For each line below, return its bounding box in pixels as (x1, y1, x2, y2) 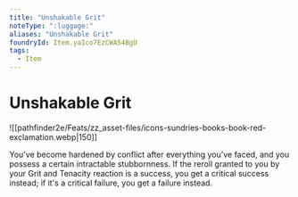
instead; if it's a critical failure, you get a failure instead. (9, 177, 212, 188)
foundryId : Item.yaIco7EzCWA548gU (9, 37, 138, 47)
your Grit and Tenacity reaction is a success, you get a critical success (9, 168, 269, 178)
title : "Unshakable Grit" (9, 12, 105, 22)
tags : (9, 46, 29, 55)
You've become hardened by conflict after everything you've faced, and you (9, 149, 290, 160)
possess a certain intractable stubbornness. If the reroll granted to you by (9, 158, 280, 169)
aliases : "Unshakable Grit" (9, 29, 114, 38)
